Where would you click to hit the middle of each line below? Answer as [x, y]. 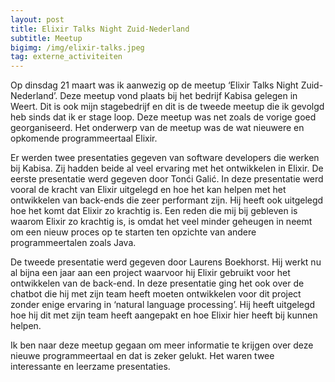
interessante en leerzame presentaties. [90, 367]
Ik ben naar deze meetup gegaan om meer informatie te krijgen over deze [162, 345]
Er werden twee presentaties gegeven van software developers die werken [165, 158]
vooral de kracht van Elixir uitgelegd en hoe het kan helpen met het [148, 190]
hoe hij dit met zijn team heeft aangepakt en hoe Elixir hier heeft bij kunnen [164, 315]
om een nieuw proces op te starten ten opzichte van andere [133, 232]
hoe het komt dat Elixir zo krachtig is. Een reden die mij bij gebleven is [154, 211]
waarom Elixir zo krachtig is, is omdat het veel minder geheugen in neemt [161, 222]
